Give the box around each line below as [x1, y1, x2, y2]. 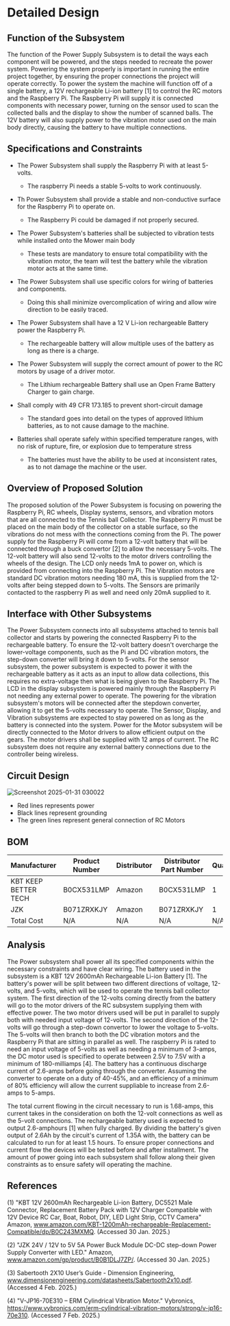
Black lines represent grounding [16, 809, 107, 817]
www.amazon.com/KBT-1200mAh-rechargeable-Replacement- [33, 1220, 212, 1229]
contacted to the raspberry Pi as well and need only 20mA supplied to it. [7, 588, 212, 596]
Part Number [160, 865, 204, 875]
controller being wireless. [7, 750, 79, 759]
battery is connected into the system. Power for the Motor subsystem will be [7, 721, 222, 729]
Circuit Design [7, 770, 70, 781]
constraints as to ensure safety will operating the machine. [7, 1160, 172, 1168]
